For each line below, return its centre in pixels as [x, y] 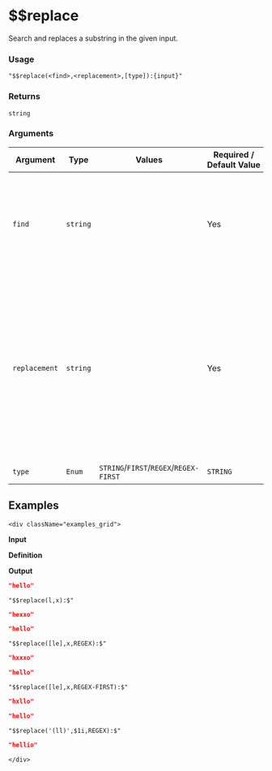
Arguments [31, 134]
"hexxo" [21, 614]
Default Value [234, 165]
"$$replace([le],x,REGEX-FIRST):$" [68, 687]
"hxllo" [21, 702]
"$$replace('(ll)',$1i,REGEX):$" [65, 730]
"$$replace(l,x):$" [41, 600]
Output [21, 571]
